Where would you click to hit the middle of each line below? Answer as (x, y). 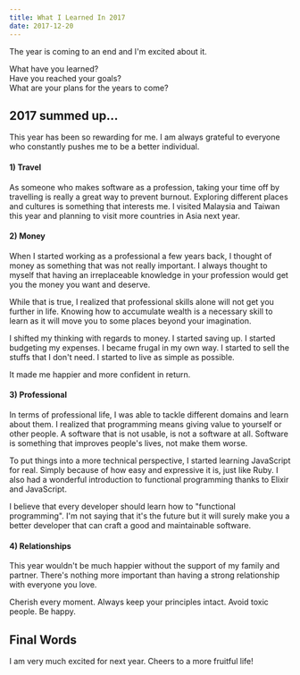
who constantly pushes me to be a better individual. (104, 147)
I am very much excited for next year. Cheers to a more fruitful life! (131, 661)
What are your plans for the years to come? (89, 88)
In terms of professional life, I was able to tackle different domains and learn (149, 414)
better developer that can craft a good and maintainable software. (130, 525)
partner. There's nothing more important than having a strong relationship (144, 575)
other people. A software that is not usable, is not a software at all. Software (149, 434)
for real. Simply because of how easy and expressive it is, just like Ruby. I (144, 469)
